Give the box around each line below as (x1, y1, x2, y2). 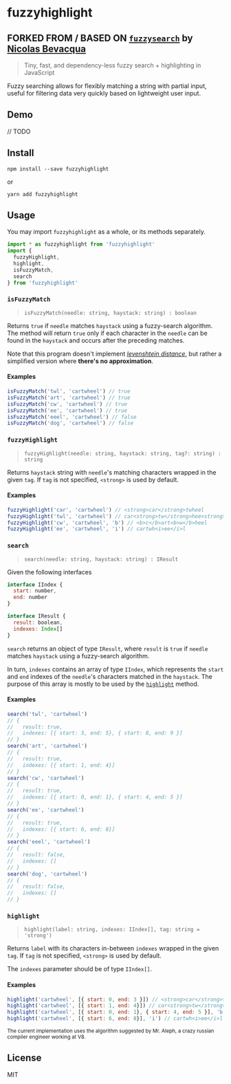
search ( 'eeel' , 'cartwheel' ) (7, 838, 91, 845)
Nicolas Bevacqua (7, 43, 87, 54)
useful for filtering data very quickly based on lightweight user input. (7, 89, 201, 97)
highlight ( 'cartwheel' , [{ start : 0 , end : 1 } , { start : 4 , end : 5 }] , (7, 1009, 214, 1016)
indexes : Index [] (13, 625, 63, 632)
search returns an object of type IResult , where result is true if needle (7, 644, 208, 653)
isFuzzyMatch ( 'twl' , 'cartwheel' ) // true (7, 388, 131, 395)
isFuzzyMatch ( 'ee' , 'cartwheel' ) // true (7, 407, 128, 414)
